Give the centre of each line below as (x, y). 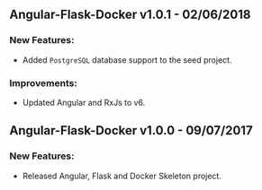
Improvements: (44, 82)
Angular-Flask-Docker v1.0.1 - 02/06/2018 (130, 15)
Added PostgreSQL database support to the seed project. (127, 60)
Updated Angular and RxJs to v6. (84, 102)
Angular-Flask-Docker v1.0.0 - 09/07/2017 (131, 130)
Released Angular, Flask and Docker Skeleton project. (122, 176)
